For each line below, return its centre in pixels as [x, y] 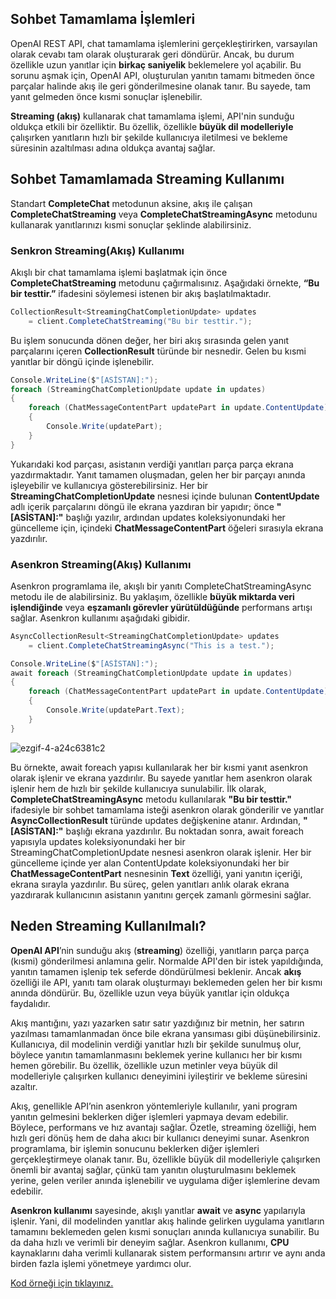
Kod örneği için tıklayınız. [62, 1283]
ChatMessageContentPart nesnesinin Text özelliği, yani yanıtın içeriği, [156, 873]
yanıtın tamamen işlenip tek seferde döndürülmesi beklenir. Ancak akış [156, 971]
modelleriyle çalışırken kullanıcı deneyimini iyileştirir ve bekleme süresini [159, 1076]
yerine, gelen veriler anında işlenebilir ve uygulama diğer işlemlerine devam [165, 1180]
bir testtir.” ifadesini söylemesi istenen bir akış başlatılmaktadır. [141, 293]
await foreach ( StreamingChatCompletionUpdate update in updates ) [151, 673]
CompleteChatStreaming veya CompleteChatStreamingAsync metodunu [164, 214]
